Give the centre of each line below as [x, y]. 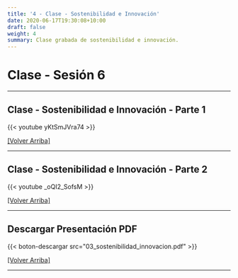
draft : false [27, 27]
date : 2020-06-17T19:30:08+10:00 [57, 21]
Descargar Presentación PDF [72, 230]
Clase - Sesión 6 [56, 75]
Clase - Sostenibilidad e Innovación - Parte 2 [107, 169]
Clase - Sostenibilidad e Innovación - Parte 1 [107, 110]
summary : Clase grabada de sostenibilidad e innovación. [93, 40]
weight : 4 [22, 34]
